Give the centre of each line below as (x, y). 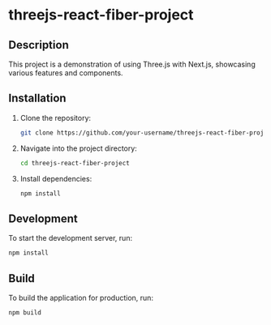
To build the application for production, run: (81, 297)
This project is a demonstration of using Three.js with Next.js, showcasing (132, 64)
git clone (37, 133)
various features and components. (66, 73)
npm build (25, 312)
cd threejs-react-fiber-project (75, 163)
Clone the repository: (56, 118)
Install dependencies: (56, 178)
